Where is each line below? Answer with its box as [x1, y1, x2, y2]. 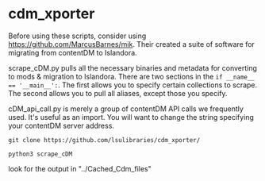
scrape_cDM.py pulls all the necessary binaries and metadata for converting [8, 63, 258, 72]
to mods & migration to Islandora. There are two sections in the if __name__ [8, 71, 255, 81]
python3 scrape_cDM [8, 150, 73, 158]
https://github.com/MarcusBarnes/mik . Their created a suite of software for [8, 39, 255, 48]
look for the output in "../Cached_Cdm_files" [8, 164, 152, 173]
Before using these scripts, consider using [8, 31, 147, 40]
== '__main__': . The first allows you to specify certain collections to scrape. [8, 80, 258, 90]
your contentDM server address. [8, 121, 115, 130]
